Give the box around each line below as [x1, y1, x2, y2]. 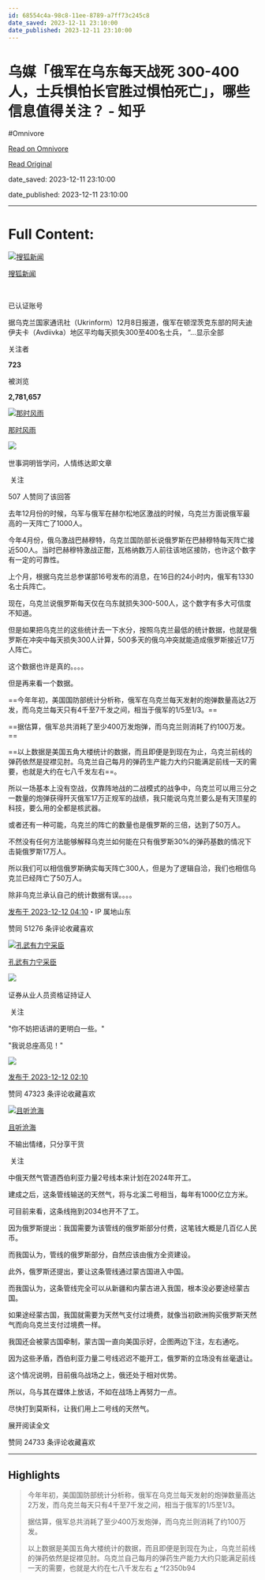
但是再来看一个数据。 [8, 678, 77, 688]
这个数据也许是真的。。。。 [8, 662, 88, 671]
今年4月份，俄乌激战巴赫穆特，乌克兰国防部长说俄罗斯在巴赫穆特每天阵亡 [8, 535, 248, 545]
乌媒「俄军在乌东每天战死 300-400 [8, 62, 240, 81]
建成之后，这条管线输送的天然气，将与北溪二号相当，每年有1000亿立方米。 [8, 1190, 252, 1199]
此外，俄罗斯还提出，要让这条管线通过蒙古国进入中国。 [8, 1267, 188, 1276]
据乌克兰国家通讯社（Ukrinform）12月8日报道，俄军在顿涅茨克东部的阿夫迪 [8, 317, 252, 328]
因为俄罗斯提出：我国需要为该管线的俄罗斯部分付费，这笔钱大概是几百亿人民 [8, 1223, 257, 1233]
